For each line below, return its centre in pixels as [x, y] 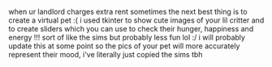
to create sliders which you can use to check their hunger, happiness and [131, 29]
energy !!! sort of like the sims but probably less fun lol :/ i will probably [127, 37]
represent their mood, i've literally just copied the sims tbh [106, 54]
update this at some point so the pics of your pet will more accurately [124, 46]
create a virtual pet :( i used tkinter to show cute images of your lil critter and [136, 20]
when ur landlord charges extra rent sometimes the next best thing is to [128, 12]
